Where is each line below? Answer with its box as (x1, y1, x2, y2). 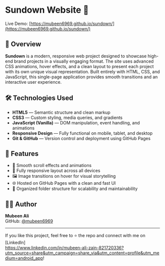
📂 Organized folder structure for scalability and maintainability (12, 186, 138, 192)
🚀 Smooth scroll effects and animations (12, 163, 92, 169)
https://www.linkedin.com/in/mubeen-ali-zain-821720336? (5, 245, 124, 251)
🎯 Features (5, 149, 39, 158)
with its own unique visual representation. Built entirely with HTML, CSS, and (5, 69, 160, 74)
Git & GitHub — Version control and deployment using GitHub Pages (12, 135, 151, 141)
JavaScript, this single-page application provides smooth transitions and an (5, 73, 158, 80)
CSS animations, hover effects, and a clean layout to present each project (5, 63, 154, 69)
